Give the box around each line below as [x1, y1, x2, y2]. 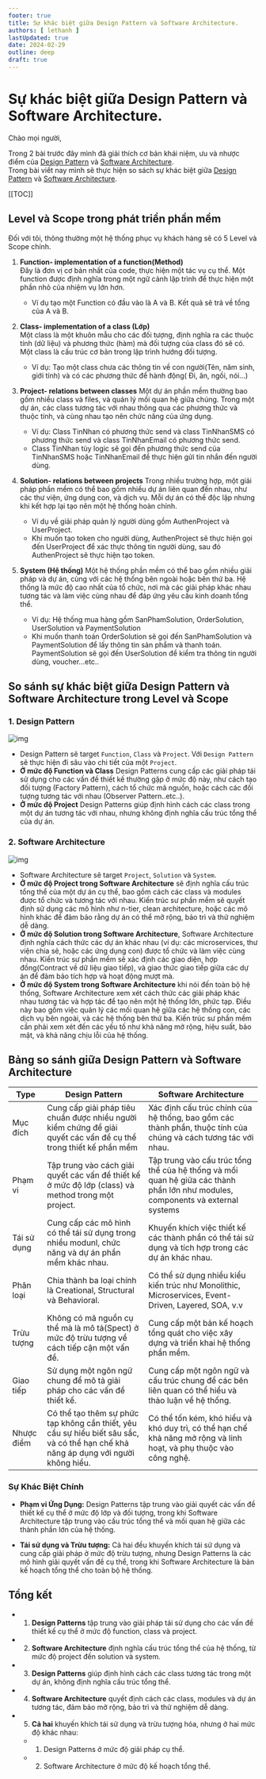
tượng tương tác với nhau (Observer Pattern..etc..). [19, 791, 185, 801]
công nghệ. [148, 1453, 191, 1464]
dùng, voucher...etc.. [31, 656, 100, 667]
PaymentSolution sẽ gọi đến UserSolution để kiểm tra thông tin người [31, 648, 257, 658]
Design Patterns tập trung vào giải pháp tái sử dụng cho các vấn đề [31, 1618, 254, 1627]
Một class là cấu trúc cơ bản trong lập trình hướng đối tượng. [19, 347, 218, 356]
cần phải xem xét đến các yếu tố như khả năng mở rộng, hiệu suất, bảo [19, 1021, 252, 1032]
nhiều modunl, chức [47, 1237, 121, 1248]
